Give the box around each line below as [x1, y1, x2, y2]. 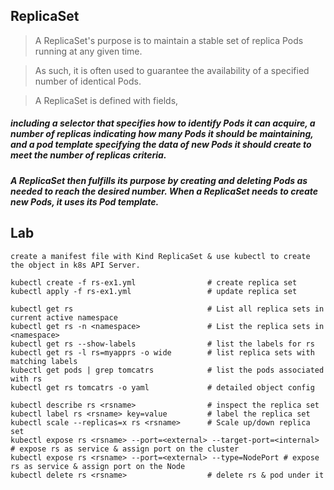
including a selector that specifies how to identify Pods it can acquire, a [10, 117, 316, 129]
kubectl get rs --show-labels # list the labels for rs [10, 339, 315, 349]
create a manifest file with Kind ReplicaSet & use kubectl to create [10, 251, 311, 261]
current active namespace [10, 312, 118, 323]
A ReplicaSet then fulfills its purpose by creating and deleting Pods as [10, 174, 308, 186]
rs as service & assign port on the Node [10, 461, 186, 471]
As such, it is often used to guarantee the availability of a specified [34, 64, 310, 76]
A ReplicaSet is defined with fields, [34, 94, 179, 106]
